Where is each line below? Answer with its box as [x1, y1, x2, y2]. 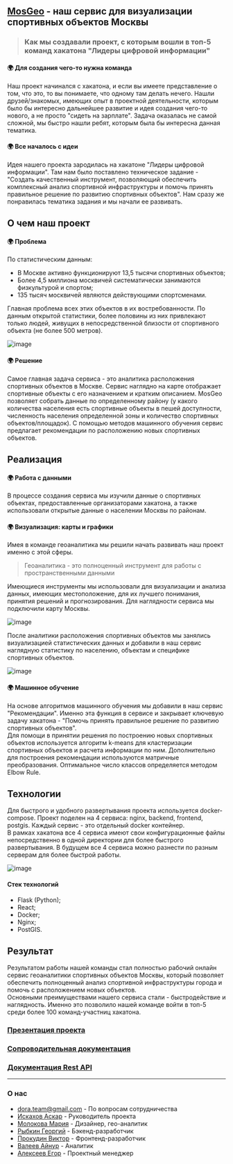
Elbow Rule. [7, 768, 41, 776]
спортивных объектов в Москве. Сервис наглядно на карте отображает [7, 382, 222, 390]
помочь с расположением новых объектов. [7, 986, 137, 994]
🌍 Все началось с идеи [7, 142, 78, 151]
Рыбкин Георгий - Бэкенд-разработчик [17, 1126, 134, 1135]
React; [17, 903, 36, 911]
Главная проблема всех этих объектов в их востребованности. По [7, 304, 206, 313]
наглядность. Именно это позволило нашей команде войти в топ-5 [7, 1001, 207, 1009]
